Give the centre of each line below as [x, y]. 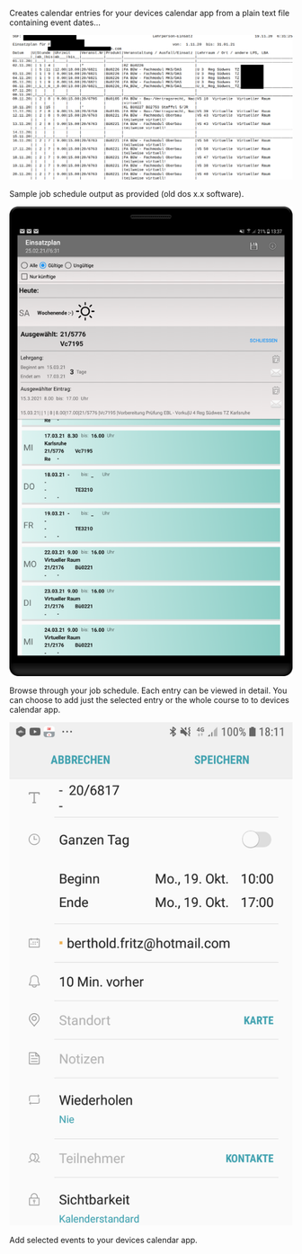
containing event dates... [55, 22]
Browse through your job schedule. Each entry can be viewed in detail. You [148, 690]
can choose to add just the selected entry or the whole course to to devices [149, 699]
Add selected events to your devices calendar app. [103, 1240]
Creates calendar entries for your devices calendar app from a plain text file [150, 13]
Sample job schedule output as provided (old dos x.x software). [127, 194]
